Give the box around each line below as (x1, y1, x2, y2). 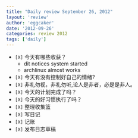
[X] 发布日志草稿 (14, 126, 57, 133)
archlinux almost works (23, 67, 81, 73)
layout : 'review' (6, 14, 49, 20)
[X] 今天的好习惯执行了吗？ (14, 96, 82, 103)
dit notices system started (23, 60, 88, 67)
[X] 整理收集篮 (14, 103, 51, 110)
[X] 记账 (14, 118, 36, 125)
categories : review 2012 (6, 31, 68, 37)
